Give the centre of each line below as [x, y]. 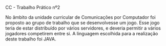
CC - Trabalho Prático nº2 [33, 7]
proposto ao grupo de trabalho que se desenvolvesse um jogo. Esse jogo [82, 23]
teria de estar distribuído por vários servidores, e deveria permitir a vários [83, 28]
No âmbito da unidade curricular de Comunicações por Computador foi [80, 17]
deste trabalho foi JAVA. [31, 39]
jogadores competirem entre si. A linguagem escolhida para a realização [82, 33]
